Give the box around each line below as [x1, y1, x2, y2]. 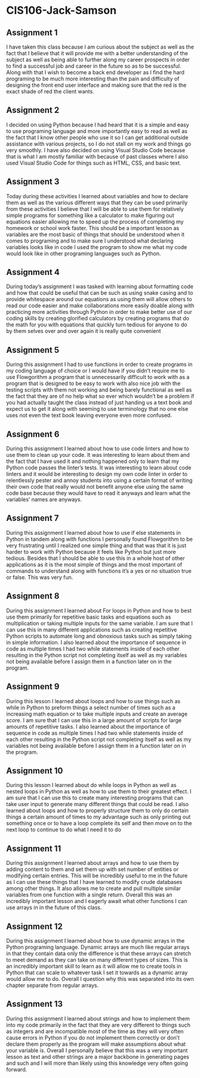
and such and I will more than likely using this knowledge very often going [6, 1059, 188, 1067]
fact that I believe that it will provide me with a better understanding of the [6, 50, 188, 57]
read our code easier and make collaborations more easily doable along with [6, 302, 195, 309]
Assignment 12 [6, 921, 63, 931]
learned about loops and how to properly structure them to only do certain [6, 807, 189, 814]
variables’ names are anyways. [6, 496, 82, 503]
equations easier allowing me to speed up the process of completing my [6, 218, 184, 225]
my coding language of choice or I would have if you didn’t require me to [6, 367, 185, 374]
